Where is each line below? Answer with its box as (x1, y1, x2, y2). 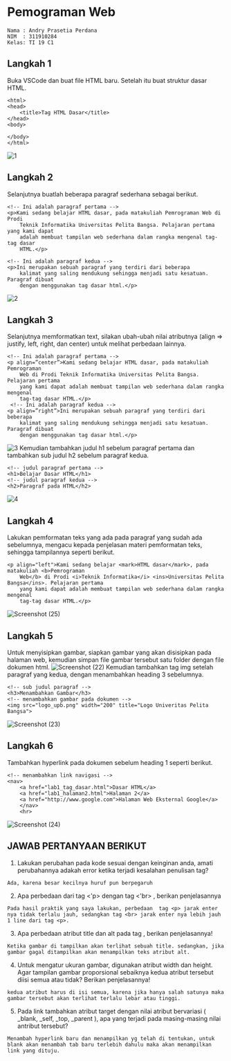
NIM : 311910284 (7, 33, 57, 40)
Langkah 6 (7, 740, 54, 752)
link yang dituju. (7, 1047, 60, 1054)
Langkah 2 (7, 172, 54, 183)
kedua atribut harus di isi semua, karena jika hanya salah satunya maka (7, 988, 225, 996)
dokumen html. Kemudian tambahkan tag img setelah (7, 663, 214, 671)
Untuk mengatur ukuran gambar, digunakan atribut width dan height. (17, 961, 213, 969)
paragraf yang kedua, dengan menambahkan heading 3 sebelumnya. (7, 670, 204, 679)
